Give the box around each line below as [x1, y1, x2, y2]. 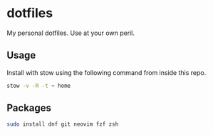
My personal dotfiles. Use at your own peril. [6, 29, 135, 37]
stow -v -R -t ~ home [6, 82, 71, 89]
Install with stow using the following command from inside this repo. [6, 68, 207, 76]
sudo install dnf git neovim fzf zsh [6, 121, 119, 128]
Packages [6, 102, 51, 114]
